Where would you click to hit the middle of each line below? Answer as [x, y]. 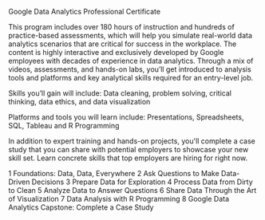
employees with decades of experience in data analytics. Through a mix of [131, 61]
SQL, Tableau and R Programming [64, 126]
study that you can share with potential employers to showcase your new [129, 149]
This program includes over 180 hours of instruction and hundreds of [122, 27]
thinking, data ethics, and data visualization [79, 102]
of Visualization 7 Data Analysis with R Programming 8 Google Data [119, 199]
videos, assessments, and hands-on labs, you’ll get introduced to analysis [130, 69]
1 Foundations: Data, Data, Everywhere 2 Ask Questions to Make [114, 173]
